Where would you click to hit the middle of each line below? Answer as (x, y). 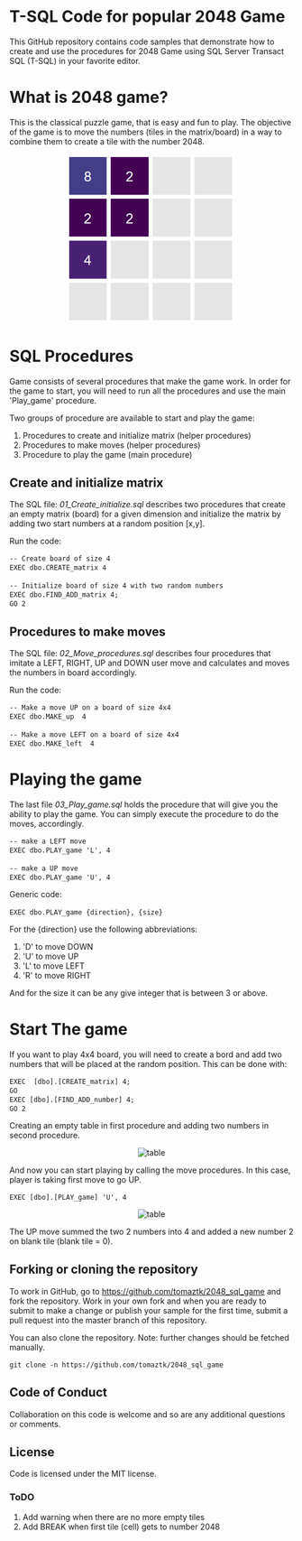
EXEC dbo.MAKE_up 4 (48, 717)
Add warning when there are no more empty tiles (114, 1517)
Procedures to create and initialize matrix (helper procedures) (137, 435)
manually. (27, 1347)
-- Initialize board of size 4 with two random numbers (116, 586)
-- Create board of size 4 (60, 559)
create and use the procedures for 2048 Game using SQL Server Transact (147, 51)
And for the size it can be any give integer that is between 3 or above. (139, 993)
